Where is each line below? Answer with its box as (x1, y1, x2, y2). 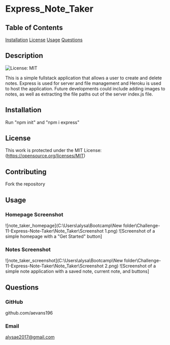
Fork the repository (5, 181, 46, 187)
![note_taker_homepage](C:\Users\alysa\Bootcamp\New (5, 222, 122, 229)
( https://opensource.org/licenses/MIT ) (5, 153, 86, 159)
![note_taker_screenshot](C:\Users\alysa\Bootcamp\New (5, 258, 123, 264)
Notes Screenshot (5, 246, 51, 253)
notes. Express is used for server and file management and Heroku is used (5, 80, 161, 86)
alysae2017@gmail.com (5, 334, 55, 340)
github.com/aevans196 (5, 309, 53, 316)
